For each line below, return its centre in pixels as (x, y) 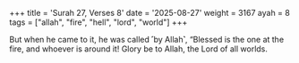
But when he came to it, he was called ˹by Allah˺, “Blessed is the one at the (147, 39)
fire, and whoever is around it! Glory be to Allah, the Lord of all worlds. (139, 49)
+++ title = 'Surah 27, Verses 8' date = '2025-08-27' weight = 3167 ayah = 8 (150, 13)
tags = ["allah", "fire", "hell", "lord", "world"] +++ (98, 22)
